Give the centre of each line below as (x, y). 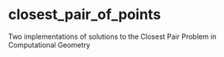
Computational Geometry (49, 44)
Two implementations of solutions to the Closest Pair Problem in (112, 36)
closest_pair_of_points (85, 15)
